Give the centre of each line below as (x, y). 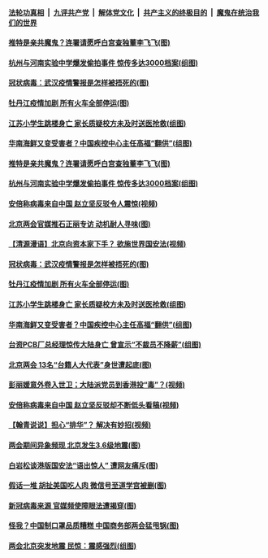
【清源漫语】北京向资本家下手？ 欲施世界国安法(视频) (97, 244)
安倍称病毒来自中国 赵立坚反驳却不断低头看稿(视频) (94, 405)
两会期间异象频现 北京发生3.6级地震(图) (74, 445)
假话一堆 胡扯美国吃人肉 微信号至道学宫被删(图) (88, 486)
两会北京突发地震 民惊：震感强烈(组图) (72, 546)
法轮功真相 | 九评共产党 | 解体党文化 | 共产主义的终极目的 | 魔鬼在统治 (130, 12)
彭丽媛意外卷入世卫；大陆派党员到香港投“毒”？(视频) (97, 385)
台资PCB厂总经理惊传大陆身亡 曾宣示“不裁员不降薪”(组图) (105, 345)
